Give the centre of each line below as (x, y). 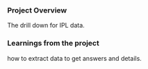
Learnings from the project (53, 43)
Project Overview (37, 10)
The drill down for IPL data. (46, 26)
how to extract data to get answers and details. (75, 58)
